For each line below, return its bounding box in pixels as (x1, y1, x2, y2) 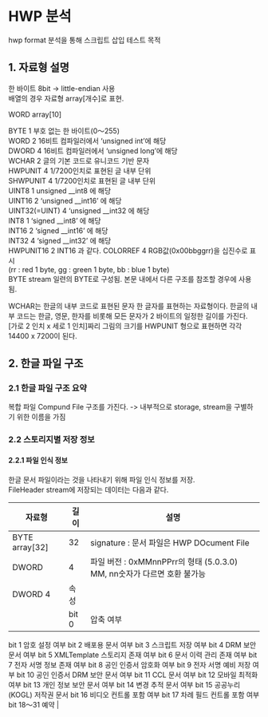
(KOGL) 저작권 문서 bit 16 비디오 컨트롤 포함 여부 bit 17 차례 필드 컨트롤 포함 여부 (8, 690, 260, 699)
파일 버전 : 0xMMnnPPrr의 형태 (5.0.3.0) (90, 556, 238, 567)
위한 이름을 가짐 (16, 412, 66, 422)
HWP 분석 (8, 7, 72, 26)
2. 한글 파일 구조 (8, 357, 84, 370)
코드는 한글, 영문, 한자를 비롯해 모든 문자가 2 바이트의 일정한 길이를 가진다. (16, 311, 249, 320)
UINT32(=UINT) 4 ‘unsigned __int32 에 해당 (8, 205, 150, 216)
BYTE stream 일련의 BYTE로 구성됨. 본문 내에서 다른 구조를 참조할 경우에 (8, 274, 237, 283)
